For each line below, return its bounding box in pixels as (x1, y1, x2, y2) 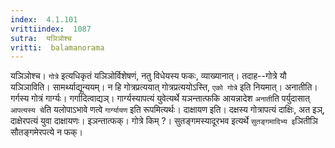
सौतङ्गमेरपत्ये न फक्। (10, 126, 84, 138)
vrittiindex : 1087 (10, 24, 92, 34)
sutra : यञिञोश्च (10, 33, 72, 43)
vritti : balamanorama (10, 42, 105, 53)
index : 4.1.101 (10, 14, 78, 25)
